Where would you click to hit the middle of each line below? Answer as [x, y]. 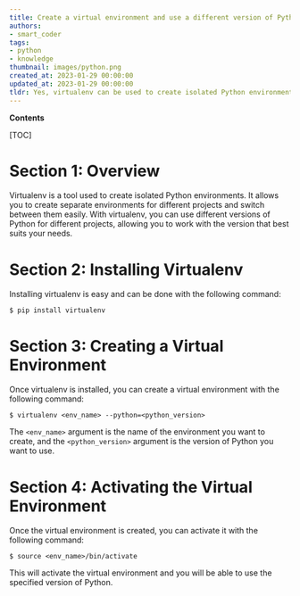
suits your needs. [41, 234]
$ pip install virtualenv [57, 310]
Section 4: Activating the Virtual [131, 487]
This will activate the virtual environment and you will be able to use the [141, 573]
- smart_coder [36, 34]
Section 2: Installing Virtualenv [126, 269]
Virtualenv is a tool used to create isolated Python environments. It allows [144, 195]
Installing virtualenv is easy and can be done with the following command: [145, 294]
